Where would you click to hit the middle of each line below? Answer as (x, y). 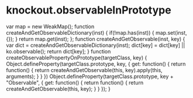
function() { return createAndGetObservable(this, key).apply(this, (84, 70)
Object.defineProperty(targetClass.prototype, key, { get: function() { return (96, 64)
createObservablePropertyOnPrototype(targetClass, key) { (77, 58)
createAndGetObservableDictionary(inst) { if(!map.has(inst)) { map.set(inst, (96, 32)
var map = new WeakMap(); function (50, 26)
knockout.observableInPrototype (89, 10)
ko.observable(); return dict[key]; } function (58, 51)
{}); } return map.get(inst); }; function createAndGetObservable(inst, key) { (96, 39)
